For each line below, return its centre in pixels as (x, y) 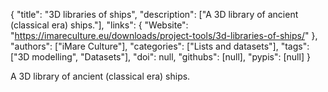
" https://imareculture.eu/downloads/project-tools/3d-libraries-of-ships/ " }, (164, 35)
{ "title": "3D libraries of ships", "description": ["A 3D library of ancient (154, 14)
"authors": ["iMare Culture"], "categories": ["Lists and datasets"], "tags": (160, 46)
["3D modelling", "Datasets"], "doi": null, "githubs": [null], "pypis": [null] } (160, 57)
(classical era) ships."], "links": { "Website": (99, 25)
